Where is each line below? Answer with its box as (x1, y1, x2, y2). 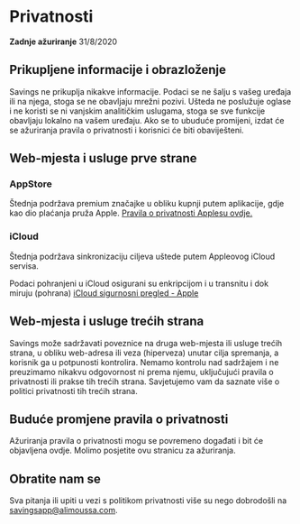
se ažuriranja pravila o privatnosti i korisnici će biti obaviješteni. (9, 124, 245, 135)
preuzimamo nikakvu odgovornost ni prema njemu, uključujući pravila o (9, 366, 274, 377)
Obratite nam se (9, 471, 101, 486)
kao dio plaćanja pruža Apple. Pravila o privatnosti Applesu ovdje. (9, 207, 253, 218)
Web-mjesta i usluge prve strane (9, 151, 197, 166)
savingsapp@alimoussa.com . (9, 505, 119, 516)
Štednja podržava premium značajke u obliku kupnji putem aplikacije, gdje (9, 198, 285, 209)
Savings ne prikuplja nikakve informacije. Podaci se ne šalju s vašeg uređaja (9, 86, 292, 97)
